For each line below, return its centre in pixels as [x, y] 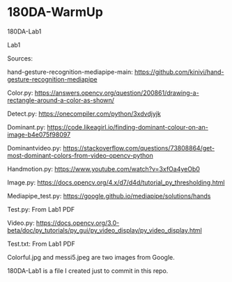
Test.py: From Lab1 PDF [41, 209]
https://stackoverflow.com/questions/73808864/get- [138, 148]
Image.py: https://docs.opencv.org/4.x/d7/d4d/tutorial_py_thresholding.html [116, 182]
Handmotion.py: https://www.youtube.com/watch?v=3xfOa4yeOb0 [104, 169]
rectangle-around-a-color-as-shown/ [61, 100]
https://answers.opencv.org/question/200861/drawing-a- [117, 93]
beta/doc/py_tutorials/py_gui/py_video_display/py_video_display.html [105, 230]
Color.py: [20, 93]
